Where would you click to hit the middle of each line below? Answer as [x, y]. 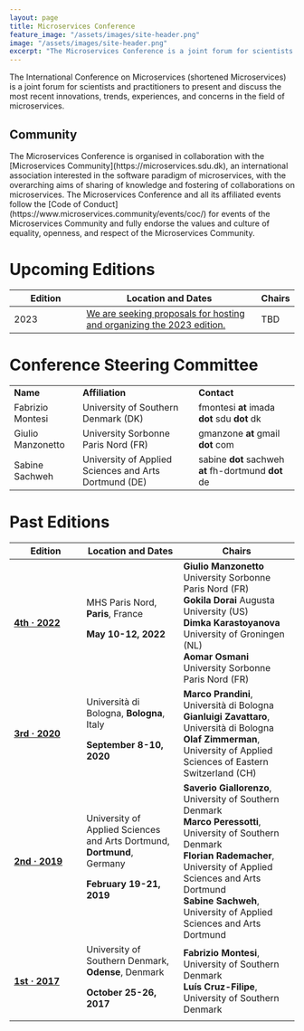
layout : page [34, 18]
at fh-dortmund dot [241, 470]
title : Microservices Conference [72, 26]
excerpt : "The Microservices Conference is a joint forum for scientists [152, 52]
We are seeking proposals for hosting [166, 313]
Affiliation [104, 393]
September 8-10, [125, 744]
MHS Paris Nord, [122, 602]
